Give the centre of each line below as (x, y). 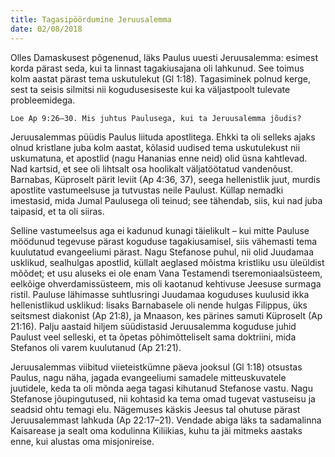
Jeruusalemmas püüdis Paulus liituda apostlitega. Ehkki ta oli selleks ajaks (163, 137)
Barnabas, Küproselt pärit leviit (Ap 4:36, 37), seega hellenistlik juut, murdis (165, 179)
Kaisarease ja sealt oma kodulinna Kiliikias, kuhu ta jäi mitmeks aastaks (156, 430)
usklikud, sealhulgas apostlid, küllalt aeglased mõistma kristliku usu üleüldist (167, 262)
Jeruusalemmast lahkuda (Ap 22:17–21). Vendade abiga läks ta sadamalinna (166, 420)
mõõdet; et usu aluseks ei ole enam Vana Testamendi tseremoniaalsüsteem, (166, 273)
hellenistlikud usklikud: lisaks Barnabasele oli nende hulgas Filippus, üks (159, 305)
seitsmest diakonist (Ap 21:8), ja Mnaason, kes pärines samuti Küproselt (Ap (166, 315)
